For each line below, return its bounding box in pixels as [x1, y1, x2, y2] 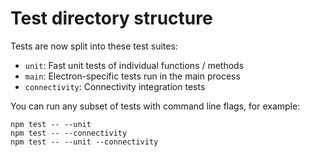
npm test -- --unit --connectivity [10, 137, 159, 147]
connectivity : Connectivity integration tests [24, 80, 206, 92]
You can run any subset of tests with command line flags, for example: [10, 100, 301, 112]
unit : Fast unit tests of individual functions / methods [24, 59, 245, 71]
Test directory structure [10, 7, 213, 30]
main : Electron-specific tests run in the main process [24, 70, 241, 82]
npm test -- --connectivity [10, 128, 128, 138]
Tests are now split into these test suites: [10, 40, 178, 52]
